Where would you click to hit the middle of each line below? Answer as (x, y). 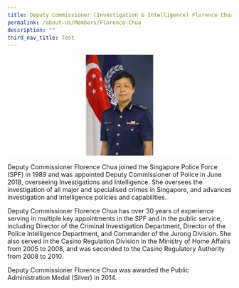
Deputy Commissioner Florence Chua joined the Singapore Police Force (113, 166)
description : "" (31, 30)
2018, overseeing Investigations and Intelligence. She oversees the (105, 182)
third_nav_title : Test (41, 38)
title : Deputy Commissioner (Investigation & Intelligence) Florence (113, 15)
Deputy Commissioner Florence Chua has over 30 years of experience (111, 210)
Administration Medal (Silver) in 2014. (62, 277)
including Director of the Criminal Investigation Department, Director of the (117, 226)
